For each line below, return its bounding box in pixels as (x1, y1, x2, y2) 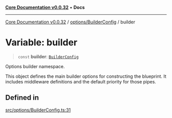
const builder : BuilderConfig (17, 53, 79, 60)
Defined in (5, 94, 39, 102)
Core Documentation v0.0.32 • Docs (5, 5, 85, 10)
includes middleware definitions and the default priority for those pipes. (5, 78, 156, 84)
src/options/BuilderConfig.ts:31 (5, 107, 71, 113)
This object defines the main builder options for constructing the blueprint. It (5, 73, 166, 79)
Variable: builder (5, 37, 78, 48)
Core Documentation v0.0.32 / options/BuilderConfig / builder (5, 19, 136, 25)
